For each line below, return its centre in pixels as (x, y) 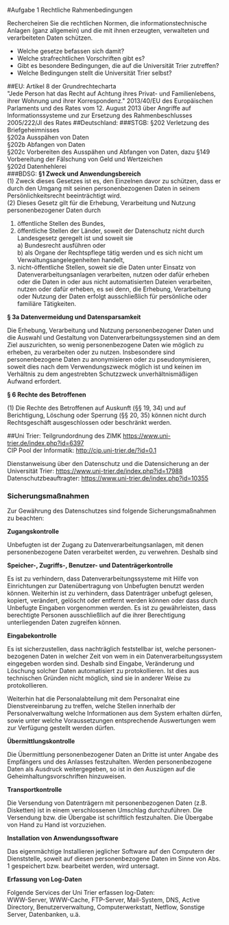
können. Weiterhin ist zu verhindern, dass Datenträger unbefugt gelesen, (110, 594)
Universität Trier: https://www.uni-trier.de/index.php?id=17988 (95, 471)
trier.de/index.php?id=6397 (46, 443)
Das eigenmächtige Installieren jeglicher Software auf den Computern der (111, 852)
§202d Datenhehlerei (37, 166)
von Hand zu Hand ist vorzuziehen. (57, 825)
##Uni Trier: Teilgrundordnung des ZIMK (64, 436)
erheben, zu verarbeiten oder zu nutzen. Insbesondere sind (91, 352)
